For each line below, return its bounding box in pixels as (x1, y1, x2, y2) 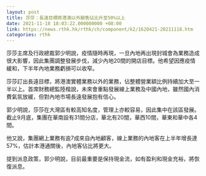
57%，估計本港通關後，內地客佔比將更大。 (6, 142, 115, 150)
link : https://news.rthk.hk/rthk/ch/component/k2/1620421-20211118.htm (6, 26, 193, 33)
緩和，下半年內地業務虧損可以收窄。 (6, 65, 98, 72)
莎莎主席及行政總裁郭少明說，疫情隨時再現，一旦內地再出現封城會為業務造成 (6, 50, 200, 57)
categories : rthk (6, 32, 51, 38)
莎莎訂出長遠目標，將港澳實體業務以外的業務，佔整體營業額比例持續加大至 (6, 78, 194, 85)
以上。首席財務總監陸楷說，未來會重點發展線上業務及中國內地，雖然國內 (11, 85, 194, 93)
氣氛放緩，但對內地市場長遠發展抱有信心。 (11, 93, 120, 101)
